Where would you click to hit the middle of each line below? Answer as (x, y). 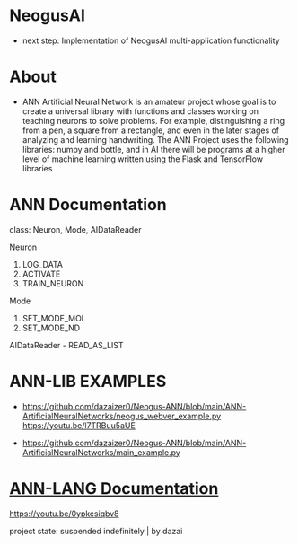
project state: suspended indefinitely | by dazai (96, 531)
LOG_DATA (42, 264)
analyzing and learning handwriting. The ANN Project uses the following (155, 139)
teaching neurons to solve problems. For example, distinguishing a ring (153, 120)
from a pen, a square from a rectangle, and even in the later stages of (151, 130)
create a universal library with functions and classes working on (140, 111)
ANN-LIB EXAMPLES (88, 382)
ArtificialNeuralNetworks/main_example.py (101, 452)
